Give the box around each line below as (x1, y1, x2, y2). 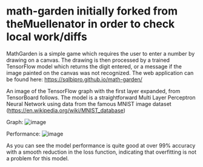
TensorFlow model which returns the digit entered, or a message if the (6, 62, 182, 70)
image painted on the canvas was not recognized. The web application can (6, 69, 194, 76)
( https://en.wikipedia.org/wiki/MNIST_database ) (6, 106, 126, 114)
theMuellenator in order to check (6, 17, 175, 31)
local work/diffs (6, 30, 88, 44)
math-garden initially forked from (6, 4, 178, 18)
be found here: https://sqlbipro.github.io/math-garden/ (6, 76, 142, 83)
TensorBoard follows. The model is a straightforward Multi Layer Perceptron (6, 94, 196, 101)
